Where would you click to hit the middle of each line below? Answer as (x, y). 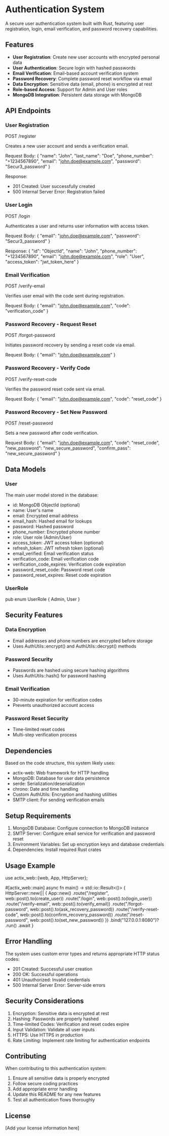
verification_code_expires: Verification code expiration (69, 564)
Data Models (26, 469)
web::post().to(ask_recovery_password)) (72, 909)
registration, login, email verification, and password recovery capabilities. (82, 28)
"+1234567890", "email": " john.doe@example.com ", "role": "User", (75, 256)
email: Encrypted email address (45, 515)
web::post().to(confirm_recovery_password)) (67, 915)
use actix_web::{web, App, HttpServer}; (47, 878)
